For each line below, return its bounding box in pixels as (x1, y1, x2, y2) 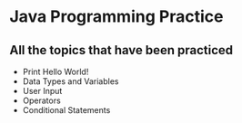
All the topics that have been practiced (9, 43, 234, 58)
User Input (22, 86, 63, 96)
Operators (22, 95, 61, 106)
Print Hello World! (22, 66, 89, 77)
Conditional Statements (22, 105, 111, 115)
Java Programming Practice (9, 6, 224, 27)
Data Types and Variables (22, 76, 119, 87)
